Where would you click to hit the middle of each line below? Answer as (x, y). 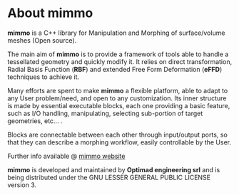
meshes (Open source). (42, 40)
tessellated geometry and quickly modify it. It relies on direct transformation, (120, 61)
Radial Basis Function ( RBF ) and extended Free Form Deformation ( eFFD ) (115, 69)
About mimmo (50, 13)
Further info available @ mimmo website (66, 156)
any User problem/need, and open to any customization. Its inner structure (117, 98)
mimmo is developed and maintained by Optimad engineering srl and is (114, 169)
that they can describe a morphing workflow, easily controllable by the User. (119, 142)
